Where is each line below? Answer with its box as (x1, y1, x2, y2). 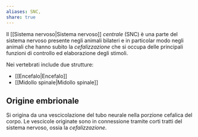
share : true (6, 14, 36, 20)
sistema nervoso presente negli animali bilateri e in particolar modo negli (6, 37, 184, 44)
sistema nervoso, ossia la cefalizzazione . (6, 124, 107, 131)
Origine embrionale (6, 95, 79, 106)
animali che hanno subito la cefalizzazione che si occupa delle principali (6, 43, 183, 50)
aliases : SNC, (6, 8, 42, 15)
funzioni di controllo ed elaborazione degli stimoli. (6, 49, 128, 56)
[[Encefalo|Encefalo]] (14, 72, 67, 79)
